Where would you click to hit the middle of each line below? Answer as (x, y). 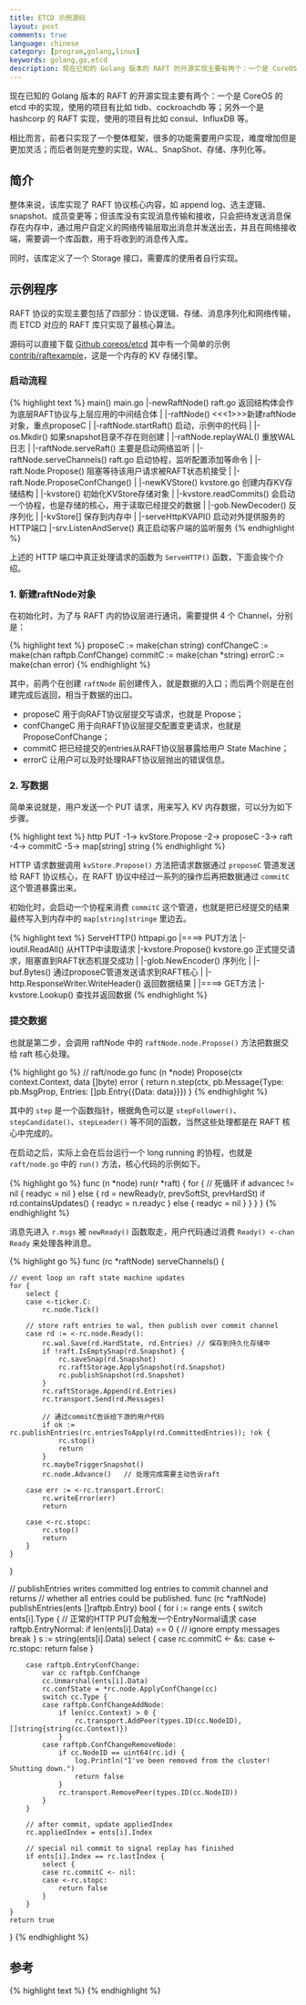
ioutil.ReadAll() (37, 949)
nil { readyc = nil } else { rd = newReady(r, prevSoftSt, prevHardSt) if (138, 1193)
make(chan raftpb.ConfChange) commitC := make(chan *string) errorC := (147, 655)
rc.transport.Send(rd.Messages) (104, 1399)
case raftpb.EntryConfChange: (83, 1665)
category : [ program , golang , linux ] (75, 52)
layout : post (34, 26)
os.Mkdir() (29, 436)
